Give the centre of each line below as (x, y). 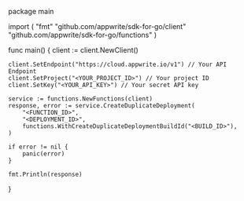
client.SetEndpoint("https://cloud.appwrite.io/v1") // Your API (117, 64)
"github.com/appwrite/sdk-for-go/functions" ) (83, 35)
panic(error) (44, 154)
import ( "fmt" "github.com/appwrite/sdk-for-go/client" (97, 26)
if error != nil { (38, 147)
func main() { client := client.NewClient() (74, 50)
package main (31, 11)
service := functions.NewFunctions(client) (81, 99)
